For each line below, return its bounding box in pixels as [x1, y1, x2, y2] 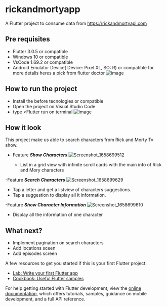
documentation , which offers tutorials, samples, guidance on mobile [5, 291, 147, 297]
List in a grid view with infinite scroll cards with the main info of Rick [20, 162, 162, 168]
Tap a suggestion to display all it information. [12, 192, 106, 198]
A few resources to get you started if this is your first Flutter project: [5, 260, 147, 267]
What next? [5, 226, 43, 235]
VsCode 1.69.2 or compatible [12, 59, 73, 65]
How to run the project [5, 84, 77, 93]
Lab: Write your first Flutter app [12, 270, 78, 276]
